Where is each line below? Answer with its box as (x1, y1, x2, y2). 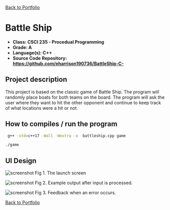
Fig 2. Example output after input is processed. (35, 180, 133, 186)
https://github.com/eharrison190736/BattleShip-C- (12, 61, 124, 67)
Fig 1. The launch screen (35, 170, 86, 176)
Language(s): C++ (12, 49, 52, 55)
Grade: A (12, 44, 32, 50)
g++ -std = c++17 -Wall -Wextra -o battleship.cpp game (7, 133, 126, 138)
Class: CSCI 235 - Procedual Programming (12, 39, 105, 45)
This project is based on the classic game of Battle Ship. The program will (5, 88, 159, 95)
